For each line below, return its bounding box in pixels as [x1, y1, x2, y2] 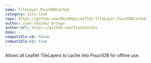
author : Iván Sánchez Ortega [5, 21, 65, 26]
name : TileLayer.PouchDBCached [5, 7, 69, 12]
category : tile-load [5, 12, 48, 17]
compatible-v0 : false [5, 35, 50, 40]
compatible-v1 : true [5, 39, 48, 44]
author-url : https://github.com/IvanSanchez [5, 25, 98, 30]
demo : [5, 30, 16, 35]
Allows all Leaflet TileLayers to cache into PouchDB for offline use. [5, 52, 140, 58]
